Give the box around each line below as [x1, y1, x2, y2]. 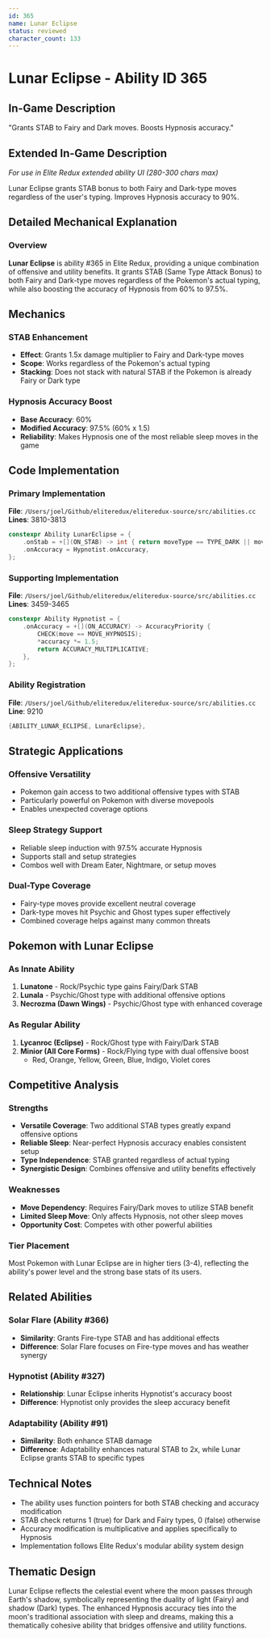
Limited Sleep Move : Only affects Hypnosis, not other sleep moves [19, 1211, 244, 1220]
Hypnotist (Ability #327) [8, 1370, 106, 1381]
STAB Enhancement [8, 332, 89, 343]
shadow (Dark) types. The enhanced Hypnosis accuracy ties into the [8, 1603, 237, 1613]
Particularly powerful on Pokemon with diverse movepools [19, 796, 215, 805]
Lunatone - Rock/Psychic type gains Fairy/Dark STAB [19, 982, 198, 991]
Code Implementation [8, 464, 119, 477]
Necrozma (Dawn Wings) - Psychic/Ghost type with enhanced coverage [19, 999, 263, 1008]
